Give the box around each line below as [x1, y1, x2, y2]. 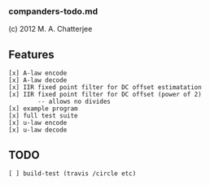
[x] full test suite [8, 112, 79, 120]
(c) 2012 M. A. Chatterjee [8, 24, 93, 34]
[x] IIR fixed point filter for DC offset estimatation [8, 84, 202, 92]
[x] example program [8, 105, 79, 113]
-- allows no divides [37, 97, 112, 106]
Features [8, 47, 55, 62]
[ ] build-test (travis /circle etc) [8, 169, 137, 178]
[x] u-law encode [8, 119, 68, 127]
